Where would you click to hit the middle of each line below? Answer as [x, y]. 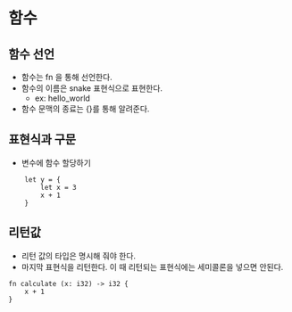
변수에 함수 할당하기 [56, 162]
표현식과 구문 [42, 140]
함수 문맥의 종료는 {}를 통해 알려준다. [85, 109]
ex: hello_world [63, 98]
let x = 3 [58, 187]
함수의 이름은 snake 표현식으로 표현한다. [92, 88]
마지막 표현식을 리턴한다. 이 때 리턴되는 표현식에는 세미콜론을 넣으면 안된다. [152, 267]
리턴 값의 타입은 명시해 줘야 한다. [78, 256]
